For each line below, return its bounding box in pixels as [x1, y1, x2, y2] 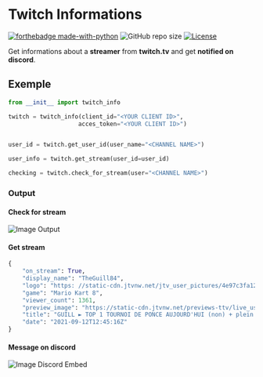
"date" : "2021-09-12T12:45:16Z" [22, 318, 128, 326]
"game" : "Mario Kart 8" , [22, 288, 103, 297]
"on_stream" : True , [22, 267, 86, 275]
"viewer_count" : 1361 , [22, 296, 96, 304]
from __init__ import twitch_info [8, 98, 121, 107]
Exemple [8, 78, 52, 91]
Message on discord [8, 343, 76, 352]
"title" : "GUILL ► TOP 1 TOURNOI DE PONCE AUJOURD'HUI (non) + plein [22, 311, 254, 319]
